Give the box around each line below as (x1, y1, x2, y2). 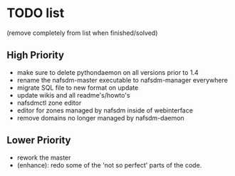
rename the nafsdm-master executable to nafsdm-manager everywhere (16, 76, 229, 84)
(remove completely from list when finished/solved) (6, 29, 158, 37)
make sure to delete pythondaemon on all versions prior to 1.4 (16, 68, 199, 76)
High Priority (6, 49, 65, 61)
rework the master (16, 153, 71, 162)
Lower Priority (6, 134, 72, 147)
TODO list (6, 5, 65, 21)
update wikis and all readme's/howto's (16, 90, 130, 99)
